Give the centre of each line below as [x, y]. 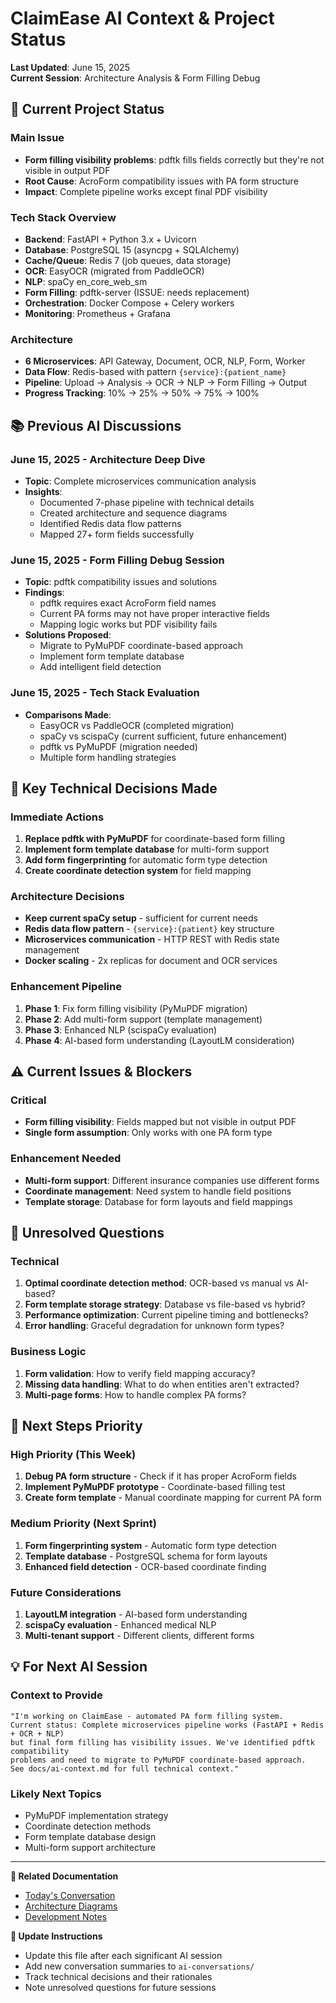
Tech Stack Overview [63, 217]
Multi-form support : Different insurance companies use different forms [172, 1180]
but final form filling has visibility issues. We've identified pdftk [162, 1742]
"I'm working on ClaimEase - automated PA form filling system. [147, 1716]
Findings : [44, 593]
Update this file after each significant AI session [123, 1956]
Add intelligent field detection [100, 667]
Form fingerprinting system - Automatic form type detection [150, 1545]
